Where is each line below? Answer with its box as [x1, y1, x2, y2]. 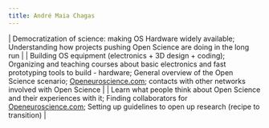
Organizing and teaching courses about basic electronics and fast [8, 59, 226, 69]
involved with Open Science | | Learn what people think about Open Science [8, 85, 261, 94]
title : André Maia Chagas [8, 11, 95, 20]
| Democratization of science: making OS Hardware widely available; [8, 34, 235, 43]
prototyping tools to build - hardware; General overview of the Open [8, 67, 234, 77]
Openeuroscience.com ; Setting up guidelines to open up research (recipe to [8, 102, 260, 111]
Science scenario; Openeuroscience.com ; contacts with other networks [8, 76, 247, 86]
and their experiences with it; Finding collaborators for [8, 93, 188, 102]
